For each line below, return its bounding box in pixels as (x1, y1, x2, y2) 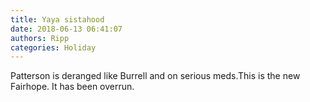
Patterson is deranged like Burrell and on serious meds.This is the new (10, 70, 301, 82)
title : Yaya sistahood (10, 14, 105, 25)
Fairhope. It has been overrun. (10, 81, 135, 93)
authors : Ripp (10, 33, 70, 43)
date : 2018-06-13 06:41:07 (10, 24, 123, 34)
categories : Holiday (10, 42, 97, 53)
